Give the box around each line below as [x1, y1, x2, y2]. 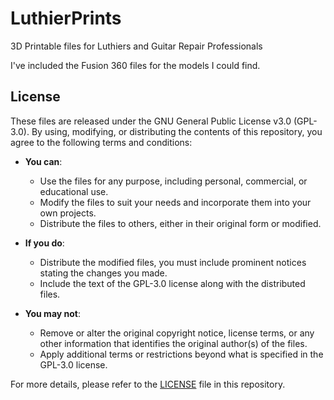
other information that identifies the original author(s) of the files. [39, 337, 308, 349]
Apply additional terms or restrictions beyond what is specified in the [39, 348, 324, 360]
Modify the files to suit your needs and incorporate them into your [39, 196, 312, 208]
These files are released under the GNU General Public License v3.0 [10, 115, 292, 127]
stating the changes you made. [39, 267, 168, 279]
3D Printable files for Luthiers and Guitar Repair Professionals [10, 40, 263, 52]
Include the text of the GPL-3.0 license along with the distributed [39, 277, 306, 289]
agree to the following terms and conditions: [10, 136, 193, 148]
